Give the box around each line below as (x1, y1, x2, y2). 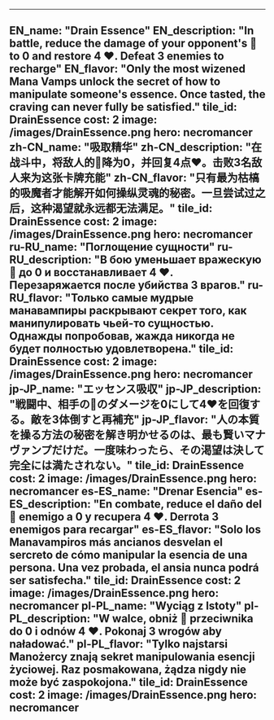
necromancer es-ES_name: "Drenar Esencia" (9, 485, 243, 498)
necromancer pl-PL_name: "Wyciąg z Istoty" (9, 599, 242, 613)
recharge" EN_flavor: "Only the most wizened (9, 62, 246, 76)
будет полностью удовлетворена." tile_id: (9, 342, 234, 356)
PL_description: (9, 612, 91, 626)
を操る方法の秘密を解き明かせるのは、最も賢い (9, 428, 245, 442)
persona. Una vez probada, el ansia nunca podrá (9, 561, 259, 575)
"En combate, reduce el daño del (93, 498, 263, 511)
